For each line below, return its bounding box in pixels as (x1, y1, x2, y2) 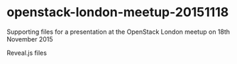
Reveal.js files (6, 49, 48, 57)
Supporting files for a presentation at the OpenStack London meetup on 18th (6, 27, 231, 36)
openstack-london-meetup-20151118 (6, 4, 229, 20)
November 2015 (6, 34, 54, 43)
